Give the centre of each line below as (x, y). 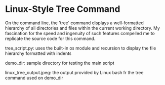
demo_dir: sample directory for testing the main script (60, 63)
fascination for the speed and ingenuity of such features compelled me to (80, 33)
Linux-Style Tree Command (63, 9)
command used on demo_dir (34, 78)
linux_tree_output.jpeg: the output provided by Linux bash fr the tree (74, 72)
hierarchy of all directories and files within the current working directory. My (82, 28)
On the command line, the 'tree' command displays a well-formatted (75, 23)
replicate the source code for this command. (50, 39)
